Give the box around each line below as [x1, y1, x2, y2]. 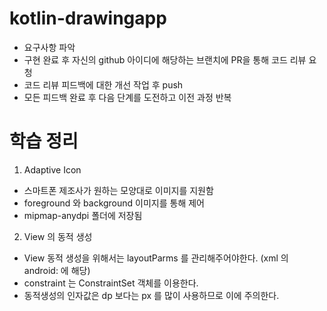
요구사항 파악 [23, 41, 76, 53]
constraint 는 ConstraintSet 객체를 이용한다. [23, 277, 199, 289]
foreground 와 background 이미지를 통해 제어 [23, 197, 205, 209]
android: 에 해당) [23, 264, 91, 276]
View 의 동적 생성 [23, 230, 93, 242]
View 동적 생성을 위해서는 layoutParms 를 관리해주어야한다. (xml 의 [23, 252, 289, 264]
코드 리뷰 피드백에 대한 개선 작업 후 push [23, 78, 184, 91]
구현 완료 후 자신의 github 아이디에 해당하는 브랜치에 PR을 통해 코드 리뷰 [23, 53, 307, 66]
